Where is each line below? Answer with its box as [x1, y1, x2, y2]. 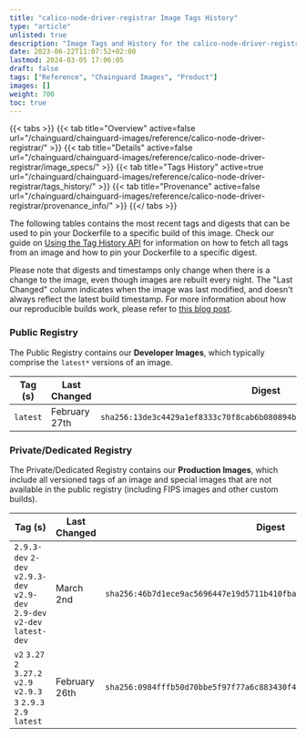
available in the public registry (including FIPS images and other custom [9, 484, 279, 495]
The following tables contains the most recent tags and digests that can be [9, 218, 291, 229]
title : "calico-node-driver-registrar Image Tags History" [9, 13, 239, 23]
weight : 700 [9, 89, 55, 98]
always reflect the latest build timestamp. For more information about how [9, 293, 287, 305]
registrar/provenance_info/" [9, 200, 114, 211]
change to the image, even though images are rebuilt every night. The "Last [9, 274, 293, 285]
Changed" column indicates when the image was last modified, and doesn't [9, 284, 293, 295]
